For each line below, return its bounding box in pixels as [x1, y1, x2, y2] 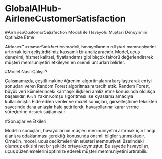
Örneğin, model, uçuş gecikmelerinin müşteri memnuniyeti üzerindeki [5, 138, 144, 143]
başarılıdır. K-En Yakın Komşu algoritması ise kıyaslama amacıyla [5, 93, 133, 99]
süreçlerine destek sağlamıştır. [5, 109, 66, 114]
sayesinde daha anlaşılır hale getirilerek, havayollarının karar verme [5, 104, 139, 110]
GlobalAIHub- [5, 3, 62, 14]
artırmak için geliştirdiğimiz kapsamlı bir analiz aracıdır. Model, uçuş [5, 49, 140, 55]
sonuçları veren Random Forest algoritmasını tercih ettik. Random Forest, [5, 83, 150, 89]
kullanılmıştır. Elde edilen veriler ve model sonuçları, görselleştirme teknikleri [5, 98, 158, 104]
